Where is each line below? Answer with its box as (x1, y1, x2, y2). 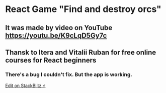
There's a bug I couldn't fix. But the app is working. (5, 71, 132, 78)
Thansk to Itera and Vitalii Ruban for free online (5, 48, 156, 56)
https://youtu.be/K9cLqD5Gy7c (5, 31, 107, 39)
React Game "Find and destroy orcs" (5, 3, 162, 15)
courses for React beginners (5, 56, 97, 64)
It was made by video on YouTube (5, 23, 113, 32)
